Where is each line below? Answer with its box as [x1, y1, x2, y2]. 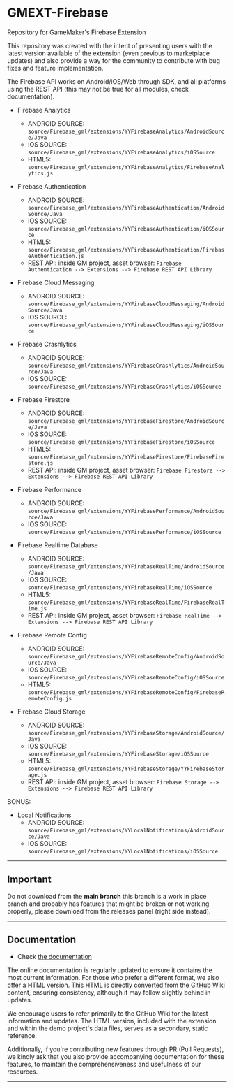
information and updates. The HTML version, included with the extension [7, 1016, 217, 1025]
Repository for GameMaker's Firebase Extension [7, 28, 146, 36]
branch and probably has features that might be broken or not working [7, 900, 210, 908]
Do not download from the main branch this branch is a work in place [7, 892, 207, 900]
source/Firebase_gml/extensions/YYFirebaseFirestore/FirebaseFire [27, 453, 225, 461]
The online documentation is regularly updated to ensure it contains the [7, 966, 212, 974]
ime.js [27, 605, 47, 612]
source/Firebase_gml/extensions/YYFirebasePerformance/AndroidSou [27, 507, 225, 514]
